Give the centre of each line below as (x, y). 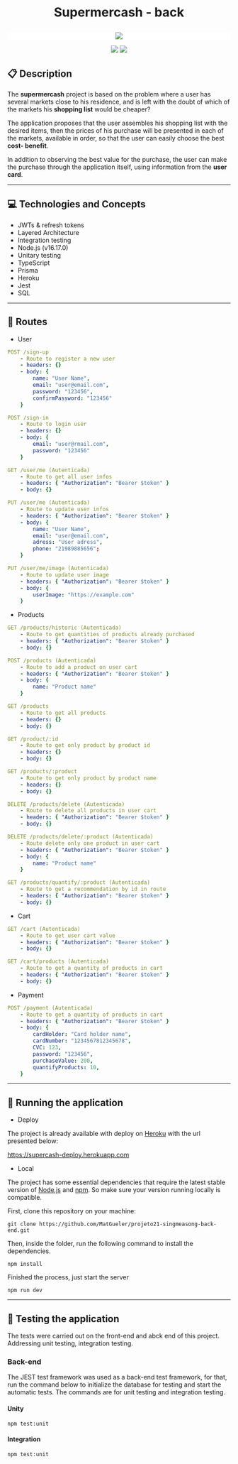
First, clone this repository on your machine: (72, 1211)
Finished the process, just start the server (68, 1277)
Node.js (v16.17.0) (43, 247)
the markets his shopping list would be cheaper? (79, 109)
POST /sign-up (28, 352)
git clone (22, 1224)
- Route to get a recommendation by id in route (93, 889)
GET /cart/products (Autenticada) (58, 962)
